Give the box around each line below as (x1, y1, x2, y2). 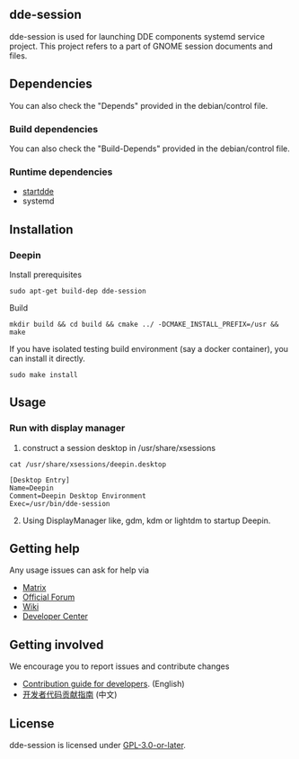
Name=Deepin (9, 483, 54, 492)
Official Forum (22, 592, 75, 602)
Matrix (22, 583, 47, 593)
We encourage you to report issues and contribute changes (9, 661, 230, 672)
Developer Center (22, 611, 88, 622)
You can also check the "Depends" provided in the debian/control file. (9, 100, 268, 111)
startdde (22, 186, 54, 197)
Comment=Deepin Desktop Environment (9, 491, 146, 501)
